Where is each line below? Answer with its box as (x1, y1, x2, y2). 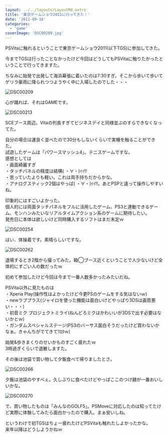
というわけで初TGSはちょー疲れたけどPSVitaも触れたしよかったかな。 (5, 420, 151, 426)
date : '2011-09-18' (5, 17, 46, 22)
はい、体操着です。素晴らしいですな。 (5, 237, 84, 242)
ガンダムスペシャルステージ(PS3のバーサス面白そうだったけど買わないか (9, 322, 159, 328)
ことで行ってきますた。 (14, 62, 62, 68)
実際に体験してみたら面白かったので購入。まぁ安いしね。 (9, 409, 128, 415)
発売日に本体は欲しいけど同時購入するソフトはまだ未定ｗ (5, 216, 124, 222)
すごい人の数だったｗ (18, 263, 63, 269)
